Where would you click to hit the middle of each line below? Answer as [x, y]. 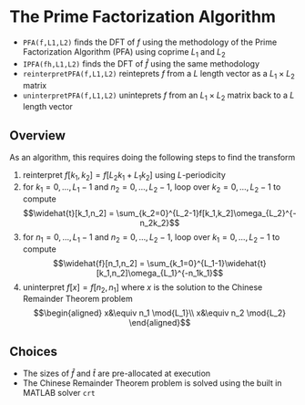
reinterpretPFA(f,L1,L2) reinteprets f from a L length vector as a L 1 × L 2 [159, 74]
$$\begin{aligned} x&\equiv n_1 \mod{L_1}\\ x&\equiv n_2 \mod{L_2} [160, 313]
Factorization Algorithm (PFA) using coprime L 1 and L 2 [124, 52]
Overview [38, 135]
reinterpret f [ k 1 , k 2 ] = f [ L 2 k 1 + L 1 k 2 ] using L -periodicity [124, 176]
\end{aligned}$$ [160, 323]
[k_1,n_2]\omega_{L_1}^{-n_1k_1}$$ [160, 273]
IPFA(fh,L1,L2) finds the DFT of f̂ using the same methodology [141, 63]
